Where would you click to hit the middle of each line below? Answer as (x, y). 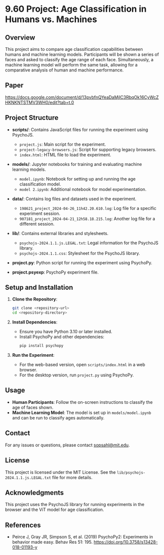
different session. (37, 224)
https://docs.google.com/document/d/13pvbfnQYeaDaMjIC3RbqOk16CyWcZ (82, 97)
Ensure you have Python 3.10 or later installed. (66, 332)
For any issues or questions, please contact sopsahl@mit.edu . (68, 445)
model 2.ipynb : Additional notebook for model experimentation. (83, 189)
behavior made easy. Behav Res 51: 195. (52, 542)
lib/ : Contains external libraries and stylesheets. (60, 233)
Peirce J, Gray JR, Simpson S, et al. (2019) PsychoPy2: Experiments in (82, 537)
